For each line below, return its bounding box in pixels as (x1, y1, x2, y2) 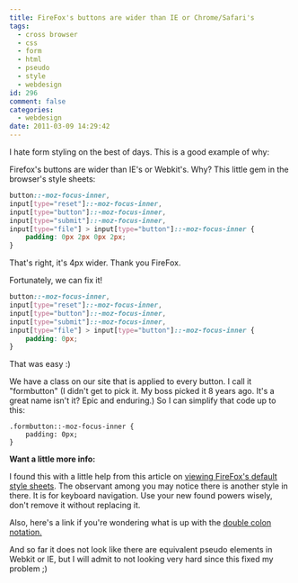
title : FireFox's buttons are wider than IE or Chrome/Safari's (9, 13, 255, 22)
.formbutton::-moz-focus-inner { (9, 422, 135, 432)
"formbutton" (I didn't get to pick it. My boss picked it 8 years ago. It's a (9, 386, 276, 397)
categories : (9, 105, 54, 114)
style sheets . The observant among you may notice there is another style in (9, 480, 289, 491)
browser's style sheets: (9, 174, 96, 184)
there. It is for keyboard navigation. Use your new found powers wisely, (9, 490, 273, 501)
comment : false (9, 96, 66, 106)
